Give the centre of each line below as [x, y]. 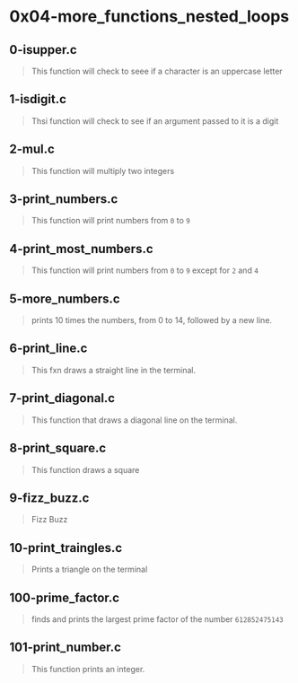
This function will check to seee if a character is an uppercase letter [157, 71]
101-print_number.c [65, 648]
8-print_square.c [58, 448]
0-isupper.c [44, 50]
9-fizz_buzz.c [49, 498]
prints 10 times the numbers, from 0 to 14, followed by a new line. [151, 320]
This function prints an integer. [88, 669]
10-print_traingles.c [66, 548]
